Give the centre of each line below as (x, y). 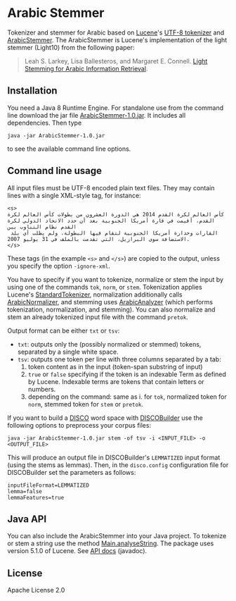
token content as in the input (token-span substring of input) (115, 366)
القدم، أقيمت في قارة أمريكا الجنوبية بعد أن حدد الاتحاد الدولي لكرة (111, 221)
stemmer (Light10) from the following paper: (71, 47)
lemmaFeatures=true (36, 497)
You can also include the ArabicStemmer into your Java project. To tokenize (117, 536)
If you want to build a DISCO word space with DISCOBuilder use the (105, 418)
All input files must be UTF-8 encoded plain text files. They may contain (111, 187)
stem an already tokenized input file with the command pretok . (98, 317)
